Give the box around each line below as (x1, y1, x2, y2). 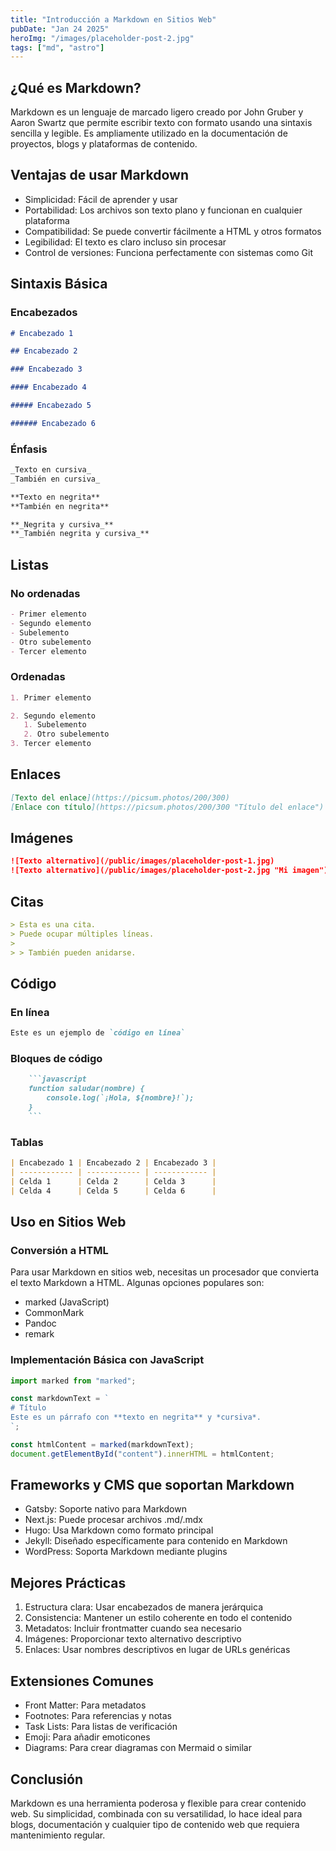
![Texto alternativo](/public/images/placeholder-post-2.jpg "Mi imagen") (10, 866, 329, 876)
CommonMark (24, 1307, 85, 1319)
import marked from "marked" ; (10, 1376, 137, 1386)
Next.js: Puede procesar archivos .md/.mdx (24, 1514, 203, 1526)
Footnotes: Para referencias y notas (24, 1710, 172, 1722)
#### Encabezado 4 (10, 382, 87, 393)
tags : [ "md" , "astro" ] (10, 42, 105, 53)
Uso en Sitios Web (10, 1213, 127, 1230)
